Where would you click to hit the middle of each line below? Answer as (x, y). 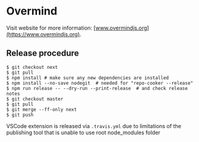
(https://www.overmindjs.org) (43, 34)
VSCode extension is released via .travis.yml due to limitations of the (94, 126)
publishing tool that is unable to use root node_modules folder (83, 132)
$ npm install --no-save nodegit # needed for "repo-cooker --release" (100, 83)
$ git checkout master (35, 99)
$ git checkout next (32, 67)
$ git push (20, 115)
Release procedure (43, 53)
